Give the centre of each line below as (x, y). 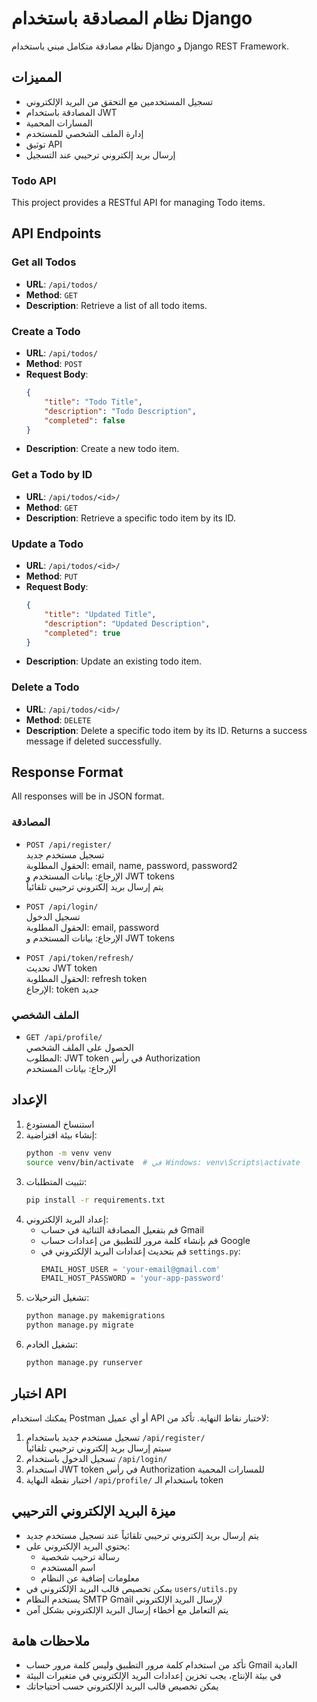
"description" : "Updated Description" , (127, 623)
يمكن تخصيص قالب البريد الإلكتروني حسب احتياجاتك (122, 1686)
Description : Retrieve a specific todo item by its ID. (131, 518)
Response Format (67, 772)
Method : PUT (51, 576)
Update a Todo (47, 544)
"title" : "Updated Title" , (100, 614)
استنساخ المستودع (60, 1124)
